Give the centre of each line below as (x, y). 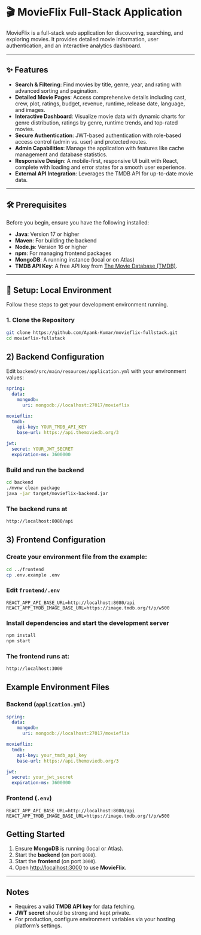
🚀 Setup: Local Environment (59, 290)
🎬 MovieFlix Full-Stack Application (94, 12)
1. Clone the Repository (40, 320)
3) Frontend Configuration (56, 540)
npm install (21, 635)
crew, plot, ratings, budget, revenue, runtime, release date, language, (100, 104)
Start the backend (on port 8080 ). (56, 855)
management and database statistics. (61, 154)
